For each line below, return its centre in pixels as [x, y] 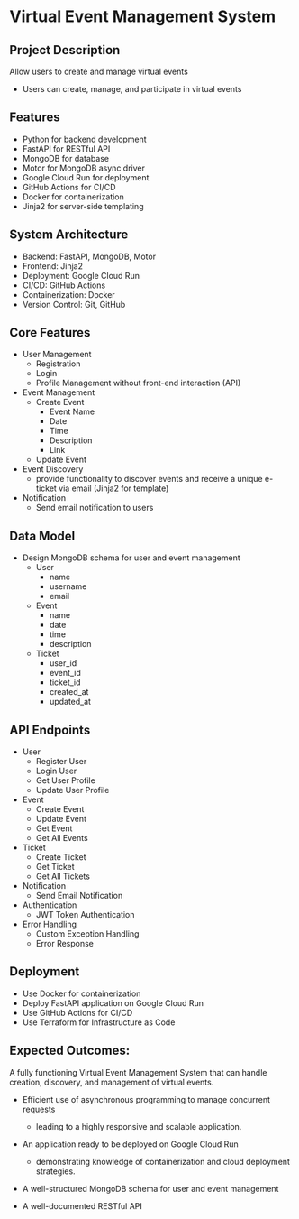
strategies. [55, 1171]
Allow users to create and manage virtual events [99, 71]
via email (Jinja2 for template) [113, 488]
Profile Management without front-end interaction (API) [138, 383]
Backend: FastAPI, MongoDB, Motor [89, 256]
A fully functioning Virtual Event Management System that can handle [138, 1072]
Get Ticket [55, 867]
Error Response [65, 944]
